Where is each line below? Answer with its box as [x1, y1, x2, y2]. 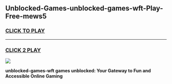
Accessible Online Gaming [5, 73, 63, 79]
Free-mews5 [5, 12, 47, 21]
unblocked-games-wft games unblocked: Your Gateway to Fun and [5, 67, 151, 73]
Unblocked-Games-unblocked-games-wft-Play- [5, 4, 163, 13]
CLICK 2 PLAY [5, 46, 41, 53]
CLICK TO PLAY [5, 27, 45, 35]
